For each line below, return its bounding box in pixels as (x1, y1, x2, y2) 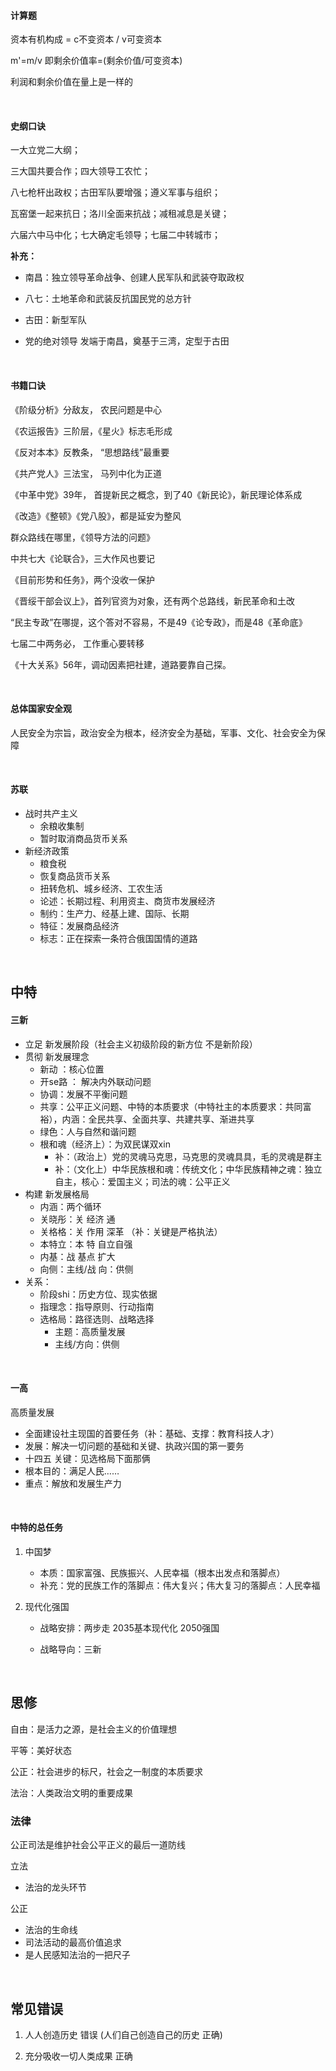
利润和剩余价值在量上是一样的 (10, 76, 133, 88)
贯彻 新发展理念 (24, 1050, 90, 1062)
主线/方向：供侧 (54, 1338, 120, 1350)
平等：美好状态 (10, 1744, 72, 1756)
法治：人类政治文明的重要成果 (10, 1786, 133, 1799)
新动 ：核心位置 (39, 1063, 105, 1075)
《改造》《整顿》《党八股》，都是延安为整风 (10, 510, 182, 522)
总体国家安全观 (10, 703, 72, 715)
